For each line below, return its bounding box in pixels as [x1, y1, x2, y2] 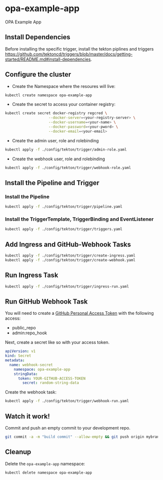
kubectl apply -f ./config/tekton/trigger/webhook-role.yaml [5, 165, 131, 170]
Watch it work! [5, 412, 50, 420]
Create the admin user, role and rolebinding [12, 137, 99, 143]
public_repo [12, 325, 36, 331]
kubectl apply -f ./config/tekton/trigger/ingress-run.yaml [5, 284, 130, 289]
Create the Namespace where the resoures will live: [12, 83, 115, 89]
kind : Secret [5, 353, 32, 359]
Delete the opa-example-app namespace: [5, 461, 85, 466]
